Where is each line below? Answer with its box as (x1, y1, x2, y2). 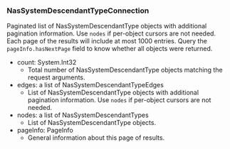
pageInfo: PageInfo (16, 126, 74, 135)
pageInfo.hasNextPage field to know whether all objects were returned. (6, 45, 213, 53)
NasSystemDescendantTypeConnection (6, 6, 150, 16)
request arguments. (27, 73, 86, 82)
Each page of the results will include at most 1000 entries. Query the (6, 37, 207, 45)
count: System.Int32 (16, 58, 77, 67)
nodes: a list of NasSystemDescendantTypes (16, 111, 149, 119)
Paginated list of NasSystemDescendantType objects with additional (6, 22, 207, 31)
